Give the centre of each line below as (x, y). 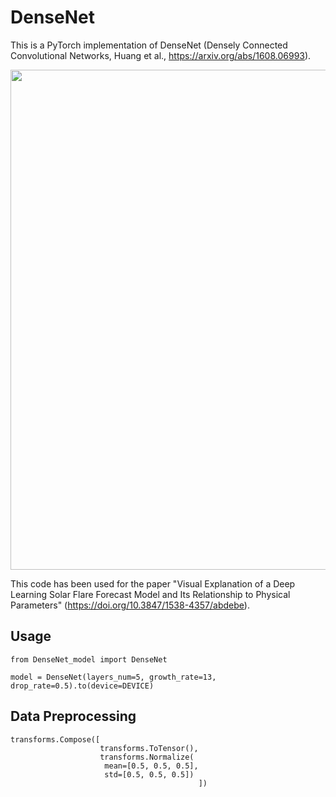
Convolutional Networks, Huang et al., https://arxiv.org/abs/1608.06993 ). (161, 55)
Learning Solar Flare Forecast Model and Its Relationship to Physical (150, 594)
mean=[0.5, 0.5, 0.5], (151, 766)
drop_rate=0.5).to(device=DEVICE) (82, 686)
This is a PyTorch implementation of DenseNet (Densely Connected (149, 45)
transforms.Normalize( (147, 757)
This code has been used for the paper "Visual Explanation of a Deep (153, 583)
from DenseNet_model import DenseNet (89, 659)
